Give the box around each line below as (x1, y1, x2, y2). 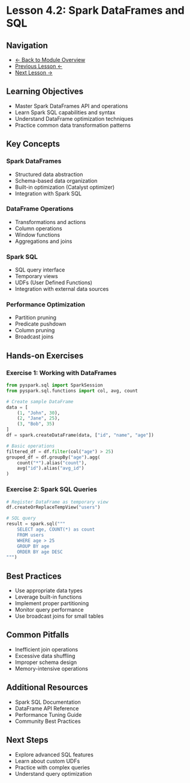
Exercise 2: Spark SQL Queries (6, 485, 97, 493)
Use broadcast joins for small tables (14, 612, 104, 620)
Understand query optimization (14, 770, 92, 777)
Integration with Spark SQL (14, 190, 82, 197)
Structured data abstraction (14, 171, 83, 178)
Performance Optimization (6, 300, 86, 309)
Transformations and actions (14, 218, 86, 225)
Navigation (6, 40, 48, 50)
